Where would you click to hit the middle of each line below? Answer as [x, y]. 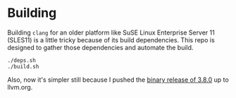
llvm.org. [20, 87]
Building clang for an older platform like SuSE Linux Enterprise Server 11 [111, 32]
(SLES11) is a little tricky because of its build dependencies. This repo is [111, 39]
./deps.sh [22, 60]
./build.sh [23, 66]
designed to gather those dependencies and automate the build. [100, 47]
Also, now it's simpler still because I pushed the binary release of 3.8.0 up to [118, 80]
